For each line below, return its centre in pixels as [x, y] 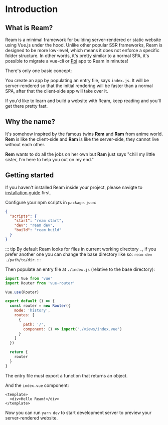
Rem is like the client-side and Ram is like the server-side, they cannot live [82, 139]
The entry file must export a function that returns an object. [66, 375]
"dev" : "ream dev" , [35, 226]
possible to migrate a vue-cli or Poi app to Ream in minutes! [67, 61]
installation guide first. [28, 192]
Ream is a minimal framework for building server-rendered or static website [83, 40]
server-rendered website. [32, 418]
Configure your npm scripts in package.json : [51, 202]
